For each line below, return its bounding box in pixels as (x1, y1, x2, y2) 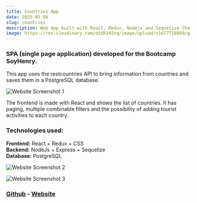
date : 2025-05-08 (6, 14, 49, 20)
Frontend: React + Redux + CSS (6, 140, 84, 147)
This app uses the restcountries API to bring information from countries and (6, 70, 189, 77)
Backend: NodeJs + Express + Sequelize (6, 146, 106, 153)
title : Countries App (6, 8, 59, 15)
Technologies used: (6, 127, 64, 135)
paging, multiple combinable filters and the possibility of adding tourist (6, 106, 177, 113)
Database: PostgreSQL (6, 152, 62, 159)
